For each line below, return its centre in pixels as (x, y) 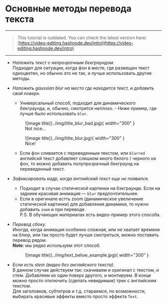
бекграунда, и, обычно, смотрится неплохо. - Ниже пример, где (88, 108)
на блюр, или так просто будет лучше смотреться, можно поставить (85, 235)
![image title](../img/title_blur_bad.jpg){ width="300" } (80, 123)
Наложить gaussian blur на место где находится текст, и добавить (83, 88)
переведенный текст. (42, 169)
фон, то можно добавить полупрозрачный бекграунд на (79, 163)
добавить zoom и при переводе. (53, 209)
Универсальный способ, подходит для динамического (78, 103)
